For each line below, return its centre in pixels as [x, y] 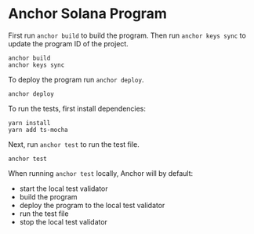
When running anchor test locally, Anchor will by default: [101, 173]
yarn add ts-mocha [38, 130]
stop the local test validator [63, 221]
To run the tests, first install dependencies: [77, 108]
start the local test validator [63, 188]
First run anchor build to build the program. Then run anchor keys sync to [127, 35]
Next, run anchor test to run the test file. [74, 144]
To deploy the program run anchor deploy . [76, 79]
